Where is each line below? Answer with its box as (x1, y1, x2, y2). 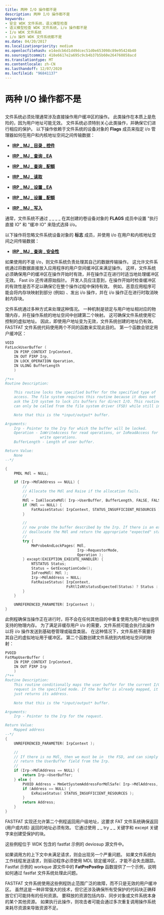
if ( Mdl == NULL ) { (22, 503, 62, 507)
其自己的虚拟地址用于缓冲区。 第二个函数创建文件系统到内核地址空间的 (5, 635, 147, 641)
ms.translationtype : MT (5, 57, 54, 62)
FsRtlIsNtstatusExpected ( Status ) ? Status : (66, 584, 159, 589)
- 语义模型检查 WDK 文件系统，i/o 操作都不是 (5, 25, 88, 30)
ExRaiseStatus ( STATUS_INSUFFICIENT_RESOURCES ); (31, 791, 134, 796)
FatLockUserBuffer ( (5, 345, 47, 350)
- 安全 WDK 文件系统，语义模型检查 (5, 21, 68, 26)
